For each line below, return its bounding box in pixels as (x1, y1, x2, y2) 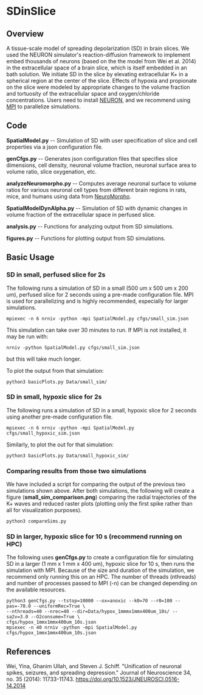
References (6, 646, 51, 657)
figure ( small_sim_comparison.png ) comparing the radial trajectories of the (6, 493, 197, 501)
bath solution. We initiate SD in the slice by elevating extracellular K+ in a (6, 71, 188, 77)
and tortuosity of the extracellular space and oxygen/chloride (6, 90, 160, 97)
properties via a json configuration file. (6, 143, 103, 150)
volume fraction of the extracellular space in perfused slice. (6, 211, 156, 218)
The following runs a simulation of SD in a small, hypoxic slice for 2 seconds (6, 406, 197, 414)
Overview (6, 29, 44, 39)
